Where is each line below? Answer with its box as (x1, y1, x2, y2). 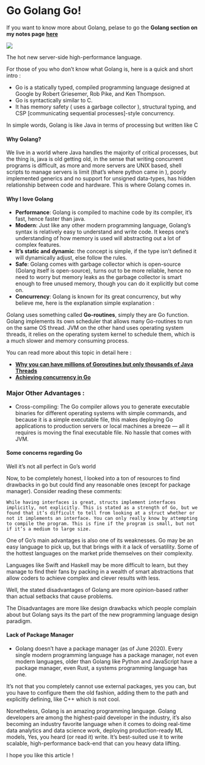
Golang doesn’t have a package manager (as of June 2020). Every (15, 645, 183, 652)
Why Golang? (6, 135, 41, 143)
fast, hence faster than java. (15, 215, 86, 222)
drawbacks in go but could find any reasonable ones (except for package (6, 481, 191, 488)
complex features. (15, 241, 61, 249)
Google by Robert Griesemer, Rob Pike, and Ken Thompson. (15, 90, 166, 98)
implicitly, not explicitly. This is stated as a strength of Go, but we (6, 504, 198, 511)
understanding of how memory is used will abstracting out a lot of (15, 235, 181, 242)
